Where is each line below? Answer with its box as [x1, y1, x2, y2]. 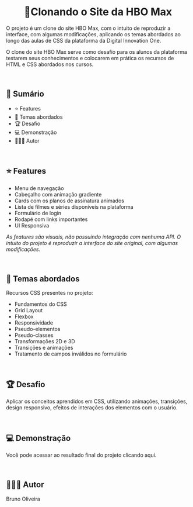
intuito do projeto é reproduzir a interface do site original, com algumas [6, 239, 178, 246]
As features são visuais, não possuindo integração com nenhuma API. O [6, 233, 181, 240]
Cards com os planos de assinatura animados [14, 197, 124, 204]
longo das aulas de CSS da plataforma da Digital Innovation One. [6, 37, 162, 44]
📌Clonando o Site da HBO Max [23, 5, 173, 19]
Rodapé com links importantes [14, 216, 88, 223]
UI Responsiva [14, 222, 50, 229]
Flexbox [14, 313, 34, 320]
